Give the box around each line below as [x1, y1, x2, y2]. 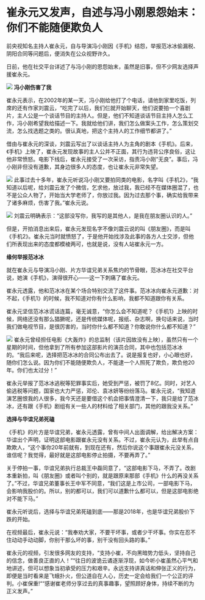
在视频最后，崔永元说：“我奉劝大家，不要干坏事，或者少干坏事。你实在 [6, 528, 185, 536]
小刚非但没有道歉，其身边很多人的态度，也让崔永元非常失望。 [6, 163, 162, 170]
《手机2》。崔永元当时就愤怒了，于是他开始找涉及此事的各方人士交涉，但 [6, 232, 189, 240]
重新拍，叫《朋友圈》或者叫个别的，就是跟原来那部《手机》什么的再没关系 [11, 472, 199, 479]
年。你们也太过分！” [6, 366, 57, 374]
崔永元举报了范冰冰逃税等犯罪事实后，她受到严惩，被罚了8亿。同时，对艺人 [6, 379, 197, 387]
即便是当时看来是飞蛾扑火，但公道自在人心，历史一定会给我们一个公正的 [6, 572, 188, 579]
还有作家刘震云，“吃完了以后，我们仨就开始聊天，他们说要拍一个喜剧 [16, 104, 191, 111]
